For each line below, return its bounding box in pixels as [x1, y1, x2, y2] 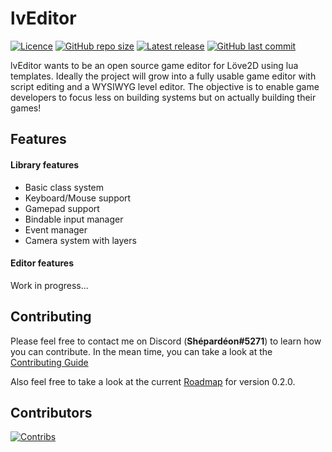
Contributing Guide [10, 356, 89, 368]
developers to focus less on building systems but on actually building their [10, 91, 317, 103]
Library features [10, 158, 80, 171]
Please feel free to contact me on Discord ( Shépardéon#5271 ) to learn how [10, 335, 322, 347]
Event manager [24, 223, 88, 236]
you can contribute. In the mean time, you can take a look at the [10, 345, 273, 357]
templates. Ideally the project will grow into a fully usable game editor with [10, 70, 317, 82]
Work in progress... [10, 279, 89, 291]
